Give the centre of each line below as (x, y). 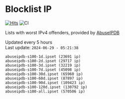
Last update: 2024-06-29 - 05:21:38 (42, 47)
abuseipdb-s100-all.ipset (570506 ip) (45, 91)
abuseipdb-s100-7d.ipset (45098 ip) (43, 70)
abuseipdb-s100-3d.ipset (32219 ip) (43, 65)
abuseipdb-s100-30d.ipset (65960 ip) (44, 74)
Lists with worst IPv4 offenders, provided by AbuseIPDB (62, 32)
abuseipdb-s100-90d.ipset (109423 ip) (45, 83)
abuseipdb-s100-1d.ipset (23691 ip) (43, 56)
